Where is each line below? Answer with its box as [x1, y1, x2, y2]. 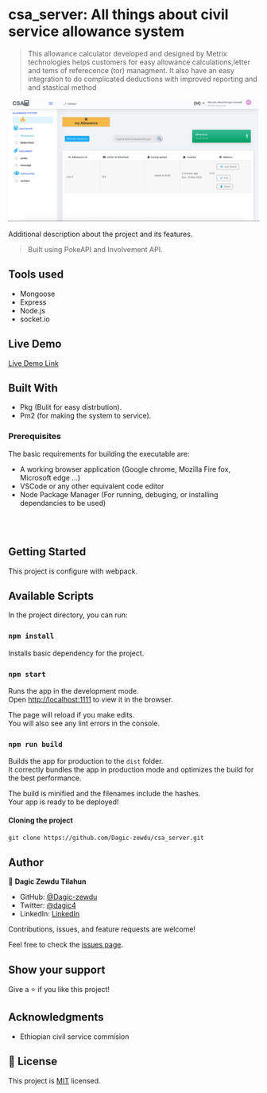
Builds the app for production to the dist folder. [8, 757, 164, 766]
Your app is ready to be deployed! [8, 797, 119, 807]
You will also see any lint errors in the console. [8, 718, 161, 728]
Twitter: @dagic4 [19, 900, 77, 910]
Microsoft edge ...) [19, 473, 81, 482]
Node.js [19, 305, 46, 315]
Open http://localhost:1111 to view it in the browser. [8, 694, 173, 704]
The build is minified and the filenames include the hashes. [8, 789, 201, 799]
